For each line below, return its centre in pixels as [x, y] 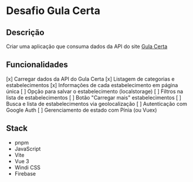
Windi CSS [28, 167]
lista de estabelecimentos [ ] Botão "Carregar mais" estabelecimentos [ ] [94, 97]
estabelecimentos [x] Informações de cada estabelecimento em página [92, 85]
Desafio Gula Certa [53, 11]
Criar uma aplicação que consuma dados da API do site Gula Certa [87, 46]
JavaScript [28, 149]
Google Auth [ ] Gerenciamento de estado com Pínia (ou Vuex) [82, 110]
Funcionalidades [37, 65]
